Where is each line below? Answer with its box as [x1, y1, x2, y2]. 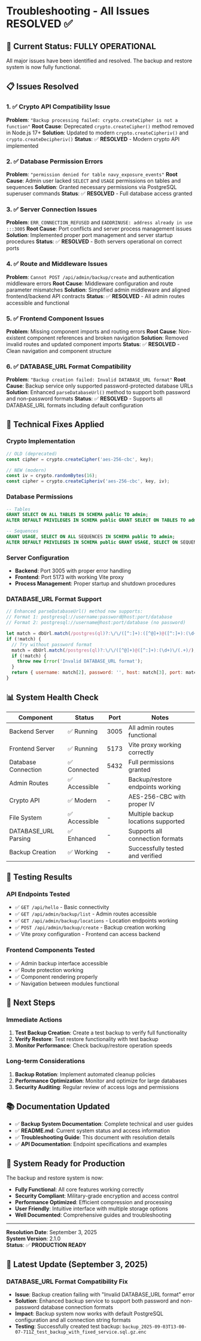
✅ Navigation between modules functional [14, 980, 120, 987]
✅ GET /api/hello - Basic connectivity [14, 904, 109, 911]
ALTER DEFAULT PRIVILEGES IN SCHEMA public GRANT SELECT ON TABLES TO [6, 517, 186, 523]
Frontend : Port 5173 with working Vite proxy [14, 574, 124, 581]
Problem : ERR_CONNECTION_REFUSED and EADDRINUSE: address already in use [6, 219, 193, 226]
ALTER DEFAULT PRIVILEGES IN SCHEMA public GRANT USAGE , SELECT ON [6, 539, 178, 545]
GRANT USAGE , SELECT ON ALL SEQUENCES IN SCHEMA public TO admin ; [6, 534, 175, 540]
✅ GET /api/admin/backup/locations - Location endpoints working [14, 917, 178, 925]
